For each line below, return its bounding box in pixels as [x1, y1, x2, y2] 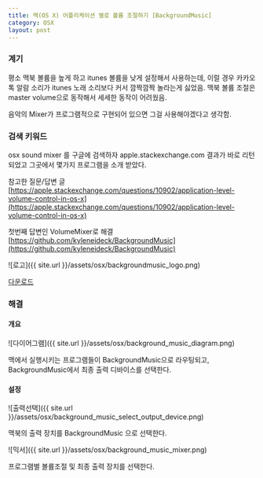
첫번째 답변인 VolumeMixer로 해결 [8, 226, 114, 236]
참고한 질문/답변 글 [8, 176, 65, 186]
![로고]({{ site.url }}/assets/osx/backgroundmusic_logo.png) [8, 260, 201, 270]
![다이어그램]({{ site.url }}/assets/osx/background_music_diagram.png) [8, 339, 236, 348]
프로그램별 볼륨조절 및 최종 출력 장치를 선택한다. [8, 461, 155, 472]
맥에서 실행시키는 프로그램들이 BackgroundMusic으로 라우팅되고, [8, 355, 210, 365]
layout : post [8, 26, 51, 34]
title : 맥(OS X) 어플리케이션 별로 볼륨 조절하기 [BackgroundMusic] [8, 11, 212, 20]
